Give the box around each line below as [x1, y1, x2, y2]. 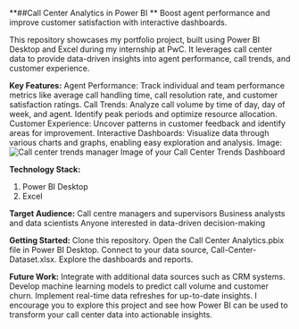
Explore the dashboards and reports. [58, 254, 194, 265]
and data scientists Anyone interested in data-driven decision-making [9, 218, 266, 228]
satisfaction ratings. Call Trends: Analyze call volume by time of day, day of [9, 99, 286, 110]
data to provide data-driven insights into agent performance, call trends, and [9, 54, 291, 63]
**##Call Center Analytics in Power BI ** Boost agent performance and [9, 8, 270, 18]
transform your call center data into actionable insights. [9, 309, 212, 320]
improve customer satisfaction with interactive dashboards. [9, 17, 228, 28]
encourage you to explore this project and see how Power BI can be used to [9, 299, 288, 310]
